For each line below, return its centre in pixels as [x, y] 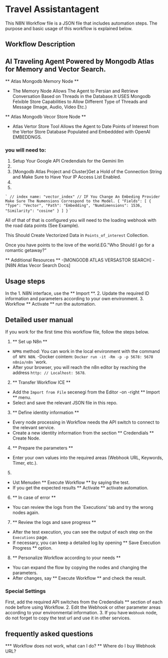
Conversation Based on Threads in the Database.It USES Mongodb [81, 96]
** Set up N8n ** [30, 342]
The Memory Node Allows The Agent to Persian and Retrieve [75, 91]
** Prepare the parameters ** [43, 448]
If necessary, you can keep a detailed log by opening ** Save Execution [86, 543]
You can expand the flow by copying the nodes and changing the [80, 568]
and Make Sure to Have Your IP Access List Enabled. [67, 177]
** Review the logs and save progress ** [54, 522]
